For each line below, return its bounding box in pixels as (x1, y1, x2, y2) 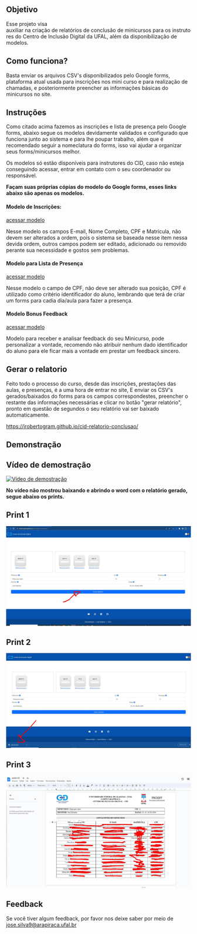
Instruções (6, 108, 47, 118)
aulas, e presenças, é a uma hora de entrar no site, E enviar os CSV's (6, 386, 173, 393)
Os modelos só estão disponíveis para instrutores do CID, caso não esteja (6, 159, 185, 167)
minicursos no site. (6, 91, 52, 98)
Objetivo (6, 5, 38, 15)
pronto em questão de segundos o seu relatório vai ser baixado (6, 405, 159, 412)
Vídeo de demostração (6, 460, 91, 470)
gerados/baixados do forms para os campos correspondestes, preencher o (6, 393, 189, 400)
